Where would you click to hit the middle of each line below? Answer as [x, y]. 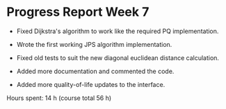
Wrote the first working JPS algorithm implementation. [94, 44]
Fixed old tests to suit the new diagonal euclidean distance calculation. [118, 58]
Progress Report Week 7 [78, 12]
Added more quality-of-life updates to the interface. [91, 84]
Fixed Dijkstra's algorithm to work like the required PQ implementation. [118, 31]
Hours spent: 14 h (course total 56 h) [59, 98]
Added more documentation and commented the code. [95, 71]
